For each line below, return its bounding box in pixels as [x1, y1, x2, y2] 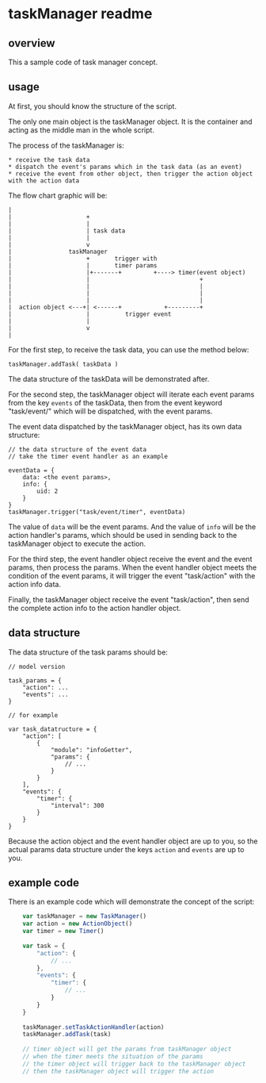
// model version [8, 662, 66, 670]
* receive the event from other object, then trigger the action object [8, 170, 253, 178]
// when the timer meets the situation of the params [22, 1053, 203, 1061]
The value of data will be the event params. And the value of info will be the [8, 521, 256, 532]
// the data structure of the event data [8, 445, 147, 453]
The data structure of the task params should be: [8, 647, 169, 657]
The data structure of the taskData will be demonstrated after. [8, 374, 210, 383]
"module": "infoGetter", [50, 746, 133, 754]
